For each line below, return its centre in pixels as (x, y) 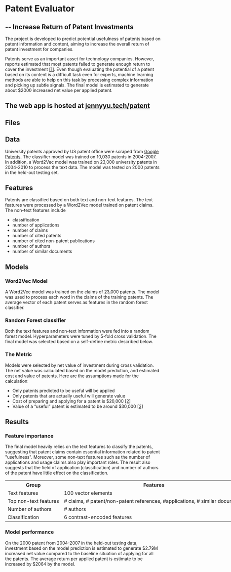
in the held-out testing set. (32, 172)
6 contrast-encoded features (98, 517)
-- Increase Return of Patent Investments (70, 27)
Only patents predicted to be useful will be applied (63, 391)
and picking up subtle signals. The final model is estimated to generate (77, 85)
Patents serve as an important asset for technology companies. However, (80, 59)
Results (17, 422)
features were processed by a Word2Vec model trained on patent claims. (79, 205)
